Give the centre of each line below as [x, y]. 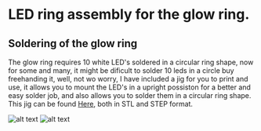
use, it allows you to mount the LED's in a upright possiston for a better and [129, 87]
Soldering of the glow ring [73, 44]
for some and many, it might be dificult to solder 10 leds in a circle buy [121, 71]
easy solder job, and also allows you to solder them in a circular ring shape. [130, 95]
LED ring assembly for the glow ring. [129, 15]
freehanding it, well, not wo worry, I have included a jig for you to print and [128, 79]
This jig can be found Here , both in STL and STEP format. [101, 104]
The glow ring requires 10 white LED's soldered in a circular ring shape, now [131, 62]
